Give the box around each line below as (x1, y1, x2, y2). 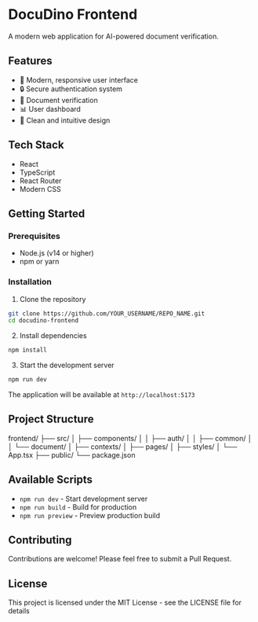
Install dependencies (19, 331, 88, 340)
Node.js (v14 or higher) (19, 248, 94, 258)
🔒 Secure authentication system (19, 84, 123, 94)
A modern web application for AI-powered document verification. (8, 31, 220, 41)
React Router (19, 175, 62, 186)
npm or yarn (19, 257, 60, 267)
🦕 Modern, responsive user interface (19, 75, 139, 84)
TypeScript (19, 167, 56, 177)
